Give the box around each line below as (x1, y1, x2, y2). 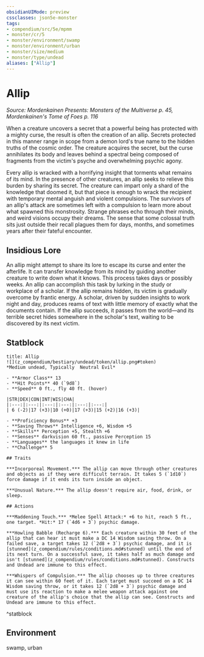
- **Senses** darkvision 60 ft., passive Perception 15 (6, 434, 151, 440)
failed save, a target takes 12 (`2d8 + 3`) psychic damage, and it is (6, 541, 192, 547)
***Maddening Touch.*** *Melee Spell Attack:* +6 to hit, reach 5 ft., (6, 514, 192, 520)
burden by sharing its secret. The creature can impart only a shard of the (6, 182, 189, 189)
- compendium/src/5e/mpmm (6, 26, 72, 32)
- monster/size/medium (6, 49, 64, 55)
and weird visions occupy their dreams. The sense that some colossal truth (6, 214, 195, 222)
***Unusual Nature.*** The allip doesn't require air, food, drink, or (6, 487, 192, 493)
